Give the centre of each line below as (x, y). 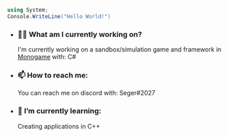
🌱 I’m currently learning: (59, 111)
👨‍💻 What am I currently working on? (79, 34)
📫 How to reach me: (53, 75)
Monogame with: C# (47, 57)
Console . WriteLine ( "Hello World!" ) (59, 16)
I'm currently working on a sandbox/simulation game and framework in (119, 49)
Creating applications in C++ (59, 126)
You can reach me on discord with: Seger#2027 (86, 93)
